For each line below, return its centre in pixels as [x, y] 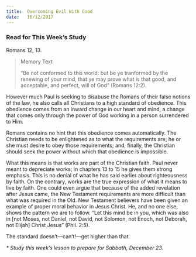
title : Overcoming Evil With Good [49, 11]
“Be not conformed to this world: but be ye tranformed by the [94, 73]
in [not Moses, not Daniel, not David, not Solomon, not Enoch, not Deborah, [97, 219]
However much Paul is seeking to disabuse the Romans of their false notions [98, 97]
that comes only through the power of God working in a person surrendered [97, 115]
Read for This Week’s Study [46, 37]
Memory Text [36, 61]
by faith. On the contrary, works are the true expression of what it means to [97, 181]
